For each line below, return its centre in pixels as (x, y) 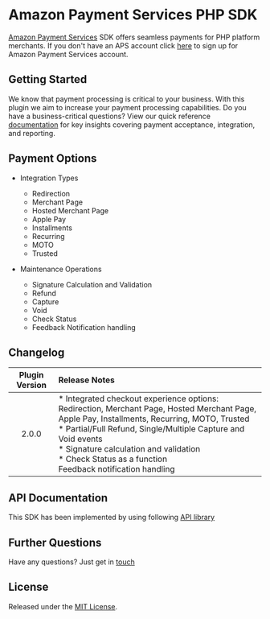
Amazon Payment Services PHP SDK (133, 15)
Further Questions (55, 542)
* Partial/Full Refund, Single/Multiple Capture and (151, 429)
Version (31, 386)
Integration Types (49, 178)
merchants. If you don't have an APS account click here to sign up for (123, 45)
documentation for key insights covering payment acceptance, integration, (132, 124)
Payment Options (53, 159)
